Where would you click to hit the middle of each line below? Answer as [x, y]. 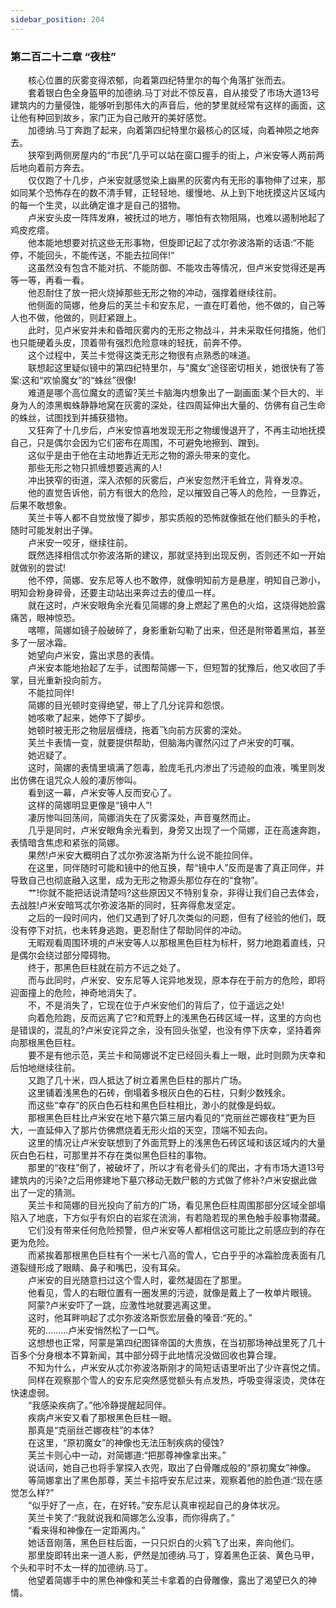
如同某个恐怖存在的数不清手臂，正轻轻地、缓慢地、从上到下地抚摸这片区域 [163, 192]
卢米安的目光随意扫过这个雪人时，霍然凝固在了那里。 [137, 1280]
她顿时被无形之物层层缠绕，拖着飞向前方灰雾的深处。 [137, 730]
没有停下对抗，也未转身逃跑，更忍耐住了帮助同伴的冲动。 [128, 930]
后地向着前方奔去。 [50, 167]
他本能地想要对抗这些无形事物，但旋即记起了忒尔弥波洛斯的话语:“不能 [171, 242]
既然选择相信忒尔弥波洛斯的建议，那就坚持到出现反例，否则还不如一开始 [176, 555]
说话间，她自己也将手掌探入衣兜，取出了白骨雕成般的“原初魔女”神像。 [172, 1467]
